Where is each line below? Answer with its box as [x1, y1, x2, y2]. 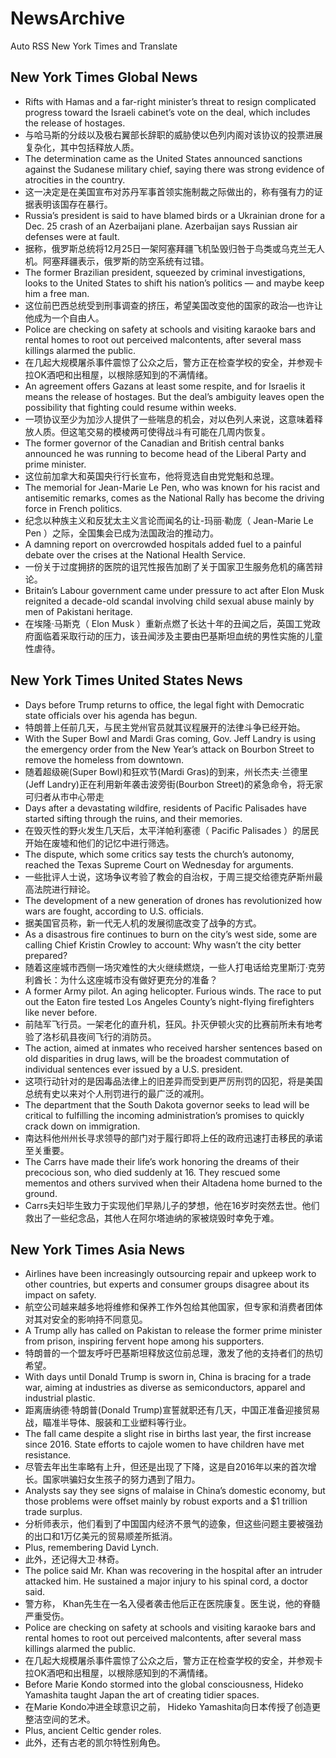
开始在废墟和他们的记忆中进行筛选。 [24, 837, 175, 849]
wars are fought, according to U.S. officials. [24, 905, 204, 917]
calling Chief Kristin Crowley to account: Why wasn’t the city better [24, 938, 302, 951]
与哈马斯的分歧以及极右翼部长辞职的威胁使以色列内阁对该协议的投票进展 [24, 128, 323, 141]
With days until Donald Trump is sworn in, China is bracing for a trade [24, 1371, 312, 1383]
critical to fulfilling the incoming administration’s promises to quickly [24, 1109, 305, 1121]
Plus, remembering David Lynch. [24, 1542, 159, 1554]
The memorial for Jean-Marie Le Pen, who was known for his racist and [24, 481, 321, 493]
